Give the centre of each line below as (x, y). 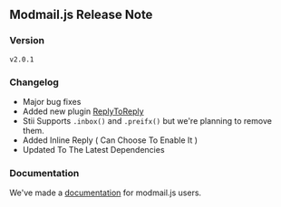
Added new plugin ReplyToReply (83, 111)
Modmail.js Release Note (81, 15)
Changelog (34, 82)
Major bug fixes (52, 101)
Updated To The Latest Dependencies (93, 149)
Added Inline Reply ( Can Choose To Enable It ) (110, 140)
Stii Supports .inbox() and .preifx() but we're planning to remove (147, 120)
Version (27, 41)
